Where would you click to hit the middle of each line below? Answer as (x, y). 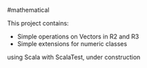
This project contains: (38, 23)
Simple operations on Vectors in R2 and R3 (78, 36)
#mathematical (28, 10)
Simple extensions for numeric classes (72, 44)
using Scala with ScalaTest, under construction (74, 57)
